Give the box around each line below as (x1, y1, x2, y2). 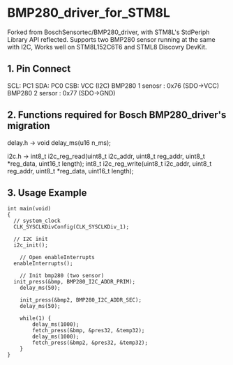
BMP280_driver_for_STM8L (7, 5, 171, 21)
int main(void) (7, 205, 52, 212)
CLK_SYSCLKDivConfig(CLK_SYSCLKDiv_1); (13, 224, 130, 231)
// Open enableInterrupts (20, 254, 96, 261)
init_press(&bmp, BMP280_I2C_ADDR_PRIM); (13, 279, 136, 286)
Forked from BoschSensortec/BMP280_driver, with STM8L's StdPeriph (7, 28, 210, 36)
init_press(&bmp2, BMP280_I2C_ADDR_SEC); (20, 297, 142, 304)
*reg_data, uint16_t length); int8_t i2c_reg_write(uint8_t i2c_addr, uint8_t (7, 159, 212, 168)
